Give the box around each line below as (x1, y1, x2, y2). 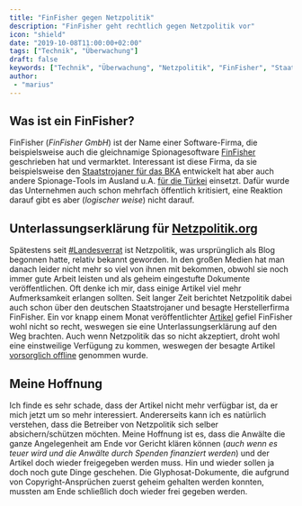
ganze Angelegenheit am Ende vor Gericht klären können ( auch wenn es (9, 438, 279, 449)
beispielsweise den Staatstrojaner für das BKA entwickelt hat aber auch (9, 166, 274, 176)
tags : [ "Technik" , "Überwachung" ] (9, 47, 139, 56)
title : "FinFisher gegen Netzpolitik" (9, 13, 155, 23)
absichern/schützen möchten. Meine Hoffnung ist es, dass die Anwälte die (9, 429, 286, 439)
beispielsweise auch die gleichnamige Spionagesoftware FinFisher (9, 147, 256, 158)
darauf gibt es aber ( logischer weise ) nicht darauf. (9, 194, 195, 205)
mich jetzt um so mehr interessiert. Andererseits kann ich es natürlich (9, 410, 267, 420)
